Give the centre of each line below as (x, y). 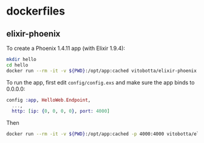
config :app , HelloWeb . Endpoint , (49, 100)
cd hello (17, 65)
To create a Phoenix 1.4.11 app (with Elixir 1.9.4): (66, 48)
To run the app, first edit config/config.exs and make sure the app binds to (100, 82)
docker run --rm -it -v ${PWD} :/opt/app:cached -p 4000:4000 (85, 134)
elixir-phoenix (33, 34)
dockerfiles (36, 11)
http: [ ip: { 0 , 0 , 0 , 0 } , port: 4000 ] (61, 111)
